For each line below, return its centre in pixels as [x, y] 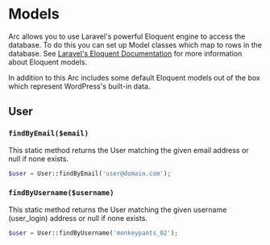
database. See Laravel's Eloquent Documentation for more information [125, 53]
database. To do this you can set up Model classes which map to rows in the [135, 44]
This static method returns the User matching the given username [118, 210]
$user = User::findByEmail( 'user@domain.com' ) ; [90, 173]
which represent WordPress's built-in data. [79, 86]
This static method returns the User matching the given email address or [129, 150]
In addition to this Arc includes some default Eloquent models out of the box [134, 77]
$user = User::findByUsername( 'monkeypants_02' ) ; [93, 233]
